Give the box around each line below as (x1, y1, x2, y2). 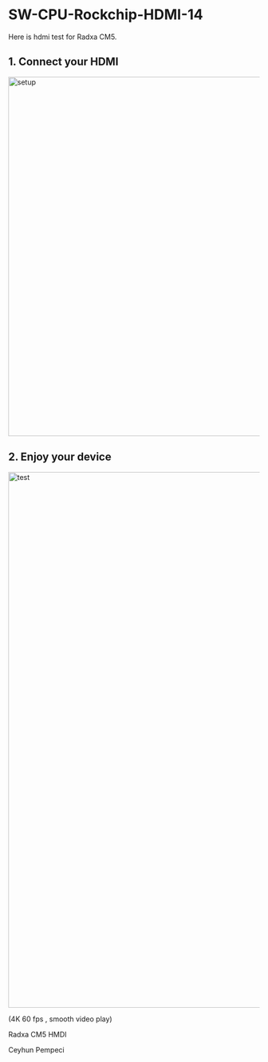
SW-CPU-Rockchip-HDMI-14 (8, 6, 203, 24)
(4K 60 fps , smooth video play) (8, 1014, 113, 1024)
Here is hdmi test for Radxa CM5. (8, 32, 117, 41)
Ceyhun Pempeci (8, 1044, 65, 1054)
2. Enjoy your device (8, 450, 112, 464)
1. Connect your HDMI (8, 55, 119, 69)
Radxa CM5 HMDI (8, 1029, 67, 1039)
